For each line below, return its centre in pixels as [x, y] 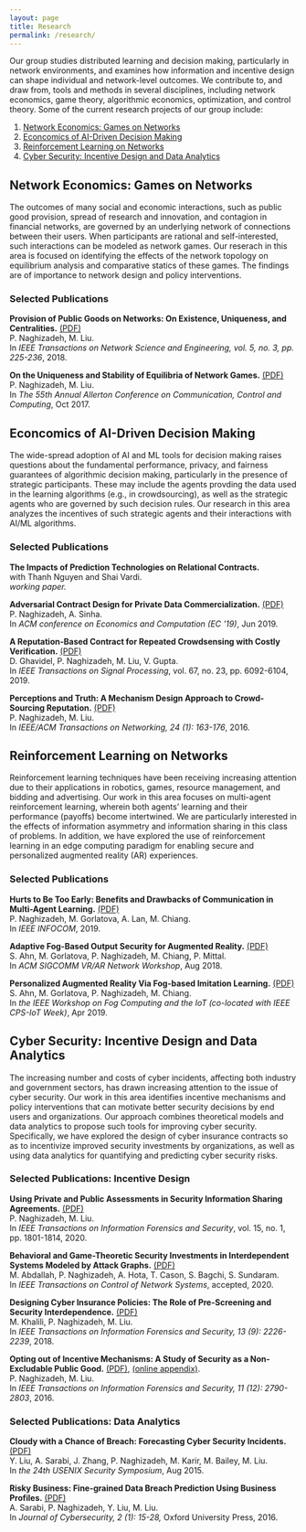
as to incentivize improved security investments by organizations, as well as [152, 1145]
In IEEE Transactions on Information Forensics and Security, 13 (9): [136, 1331]
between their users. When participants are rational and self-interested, [144, 236]
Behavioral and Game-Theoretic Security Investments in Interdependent [149, 1255]
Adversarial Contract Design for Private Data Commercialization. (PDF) [147, 604]
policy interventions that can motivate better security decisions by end [142, 1107]
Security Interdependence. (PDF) [74, 1312]
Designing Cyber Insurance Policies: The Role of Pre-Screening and [141, 1302]
